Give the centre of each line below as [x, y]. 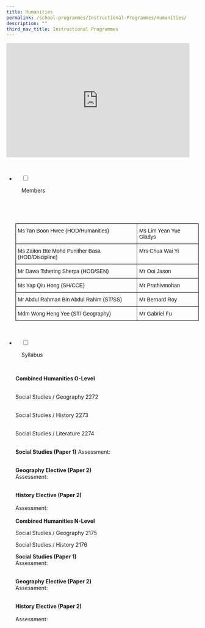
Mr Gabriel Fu [156, 314]
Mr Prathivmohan [160, 286]
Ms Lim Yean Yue [160, 231]
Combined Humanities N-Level [55, 521]
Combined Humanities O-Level [55, 379]
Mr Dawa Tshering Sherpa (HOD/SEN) [63, 272]
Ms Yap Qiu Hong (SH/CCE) [51, 286]
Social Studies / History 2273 [52, 415]
